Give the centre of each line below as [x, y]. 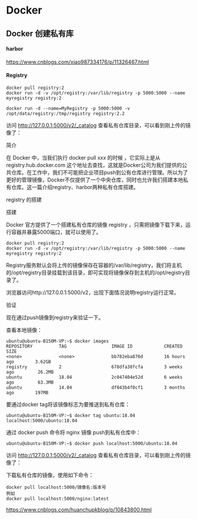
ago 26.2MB [30, 372]
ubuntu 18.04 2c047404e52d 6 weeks [94, 377]
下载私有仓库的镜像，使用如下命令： [50, 475]
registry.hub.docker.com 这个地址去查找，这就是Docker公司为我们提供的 [94, 165]
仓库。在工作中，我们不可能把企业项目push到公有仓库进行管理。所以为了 [99, 172]
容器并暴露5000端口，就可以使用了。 [56, 232]
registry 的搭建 [24, 199]
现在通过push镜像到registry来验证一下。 [55, 317]
